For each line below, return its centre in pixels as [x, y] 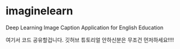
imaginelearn [39, 11]
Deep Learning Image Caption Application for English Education [85, 27]
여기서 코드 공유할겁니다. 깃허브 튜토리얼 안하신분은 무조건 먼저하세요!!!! [90, 39]
